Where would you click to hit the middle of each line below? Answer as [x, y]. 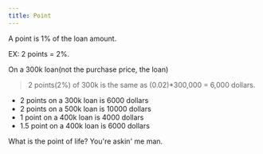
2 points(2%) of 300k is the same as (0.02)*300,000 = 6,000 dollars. [141, 85]
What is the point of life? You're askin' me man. [86, 141]
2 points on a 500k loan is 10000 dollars [85, 109]
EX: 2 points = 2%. [39, 53]
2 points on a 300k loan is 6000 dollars [84, 100]
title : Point [30, 16]
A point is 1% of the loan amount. [63, 38]
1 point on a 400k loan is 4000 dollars [82, 117]
